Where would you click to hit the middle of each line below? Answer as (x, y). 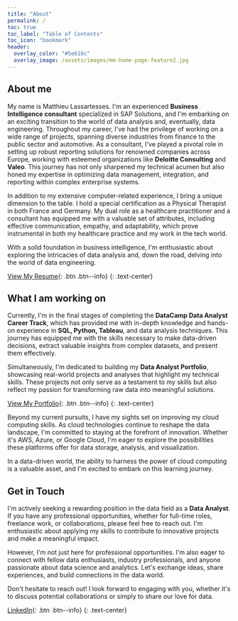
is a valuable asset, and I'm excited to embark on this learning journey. (110, 469)
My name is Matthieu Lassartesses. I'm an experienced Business (103, 106)
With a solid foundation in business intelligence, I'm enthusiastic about (110, 247)
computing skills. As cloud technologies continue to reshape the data (108, 425)
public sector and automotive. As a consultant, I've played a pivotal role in (115, 144)
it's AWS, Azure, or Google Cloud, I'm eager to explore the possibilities (111, 440)
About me (29, 89)
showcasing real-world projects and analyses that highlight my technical (113, 375)
